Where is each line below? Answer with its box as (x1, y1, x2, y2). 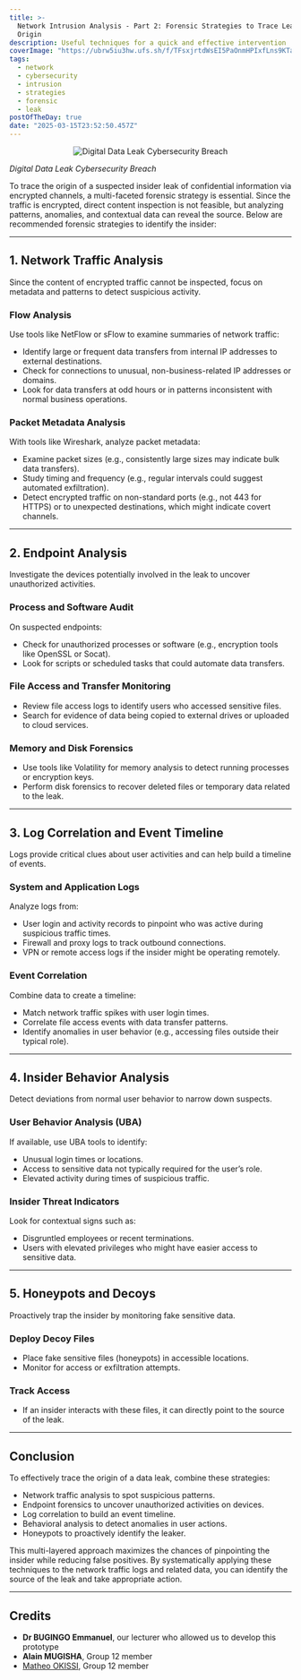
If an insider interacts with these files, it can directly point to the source (21, 1405, 285, 1416)
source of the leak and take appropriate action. (9, 1573, 183, 1585)
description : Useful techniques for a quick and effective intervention (9, 38, 287, 47)
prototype (21, 1641, 60, 1652)
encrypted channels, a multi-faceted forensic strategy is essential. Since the (9, 190, 291, 201)
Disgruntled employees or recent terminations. (21, 1232, 194, 1243)
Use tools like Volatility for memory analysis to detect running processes (21, 762, 289, 773)
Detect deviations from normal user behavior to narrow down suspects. (9, 1093, 272, 1104)
